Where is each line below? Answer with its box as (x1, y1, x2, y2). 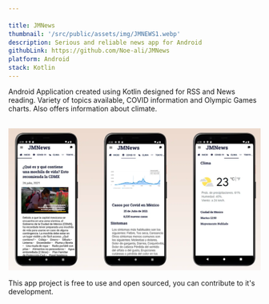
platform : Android (8, 55, 70, 63)
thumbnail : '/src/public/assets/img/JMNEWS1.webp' (8, 30, 181, 38)
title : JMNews (8, 21, 56, 30)
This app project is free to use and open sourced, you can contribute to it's (8, 278, 255, 288)
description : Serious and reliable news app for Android (8, 39, 203, 47)
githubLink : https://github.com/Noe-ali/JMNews (8, 47, 171, 55)
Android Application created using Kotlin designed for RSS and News (8, 87, 236, 96)
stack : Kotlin (8, 64, 56, 72)
